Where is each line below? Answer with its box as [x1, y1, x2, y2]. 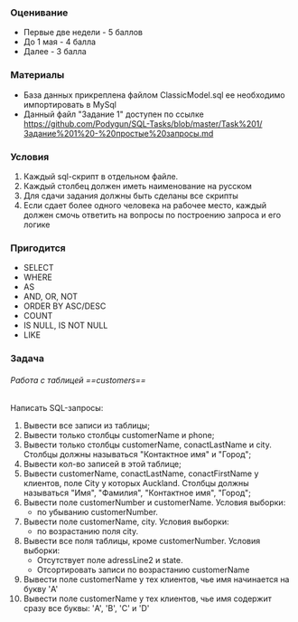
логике [23, 219, 51, 230]
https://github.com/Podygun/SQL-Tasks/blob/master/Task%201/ [23, 118, 263, 129]
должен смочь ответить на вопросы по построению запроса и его [23, 209, 282, 220]
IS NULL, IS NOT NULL [23, 320, 108, 331]
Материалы [10, 69, 65, 81]
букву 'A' [23, 584, 59, 595]
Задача [10, 352, 44, 365]
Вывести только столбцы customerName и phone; [23, 430, 215, 441]
